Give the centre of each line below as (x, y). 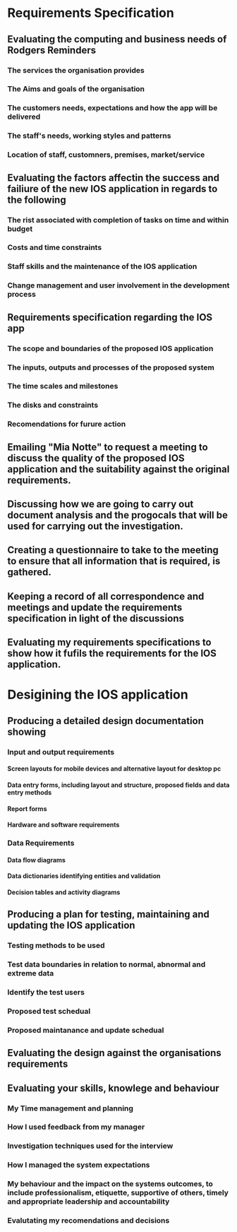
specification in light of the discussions (96, 618)
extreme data (31, 973)
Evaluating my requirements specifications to (109, 642)
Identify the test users (46, 992)
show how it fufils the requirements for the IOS (112, 654)
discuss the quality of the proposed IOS (96, 458)
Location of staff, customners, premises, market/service (106, 155)
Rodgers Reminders (52, 50)
